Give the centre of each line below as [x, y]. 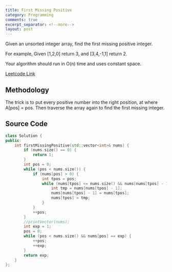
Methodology [27, 90]
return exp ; [37, 255]
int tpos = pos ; [59, 179]
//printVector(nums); [47, 222]
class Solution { [24, 136]
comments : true [21, 20]
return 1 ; [43, 155]
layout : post [19, 29]
